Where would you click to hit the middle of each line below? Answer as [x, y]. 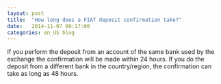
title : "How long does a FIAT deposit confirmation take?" [95, 20]
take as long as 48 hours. [43, 74]
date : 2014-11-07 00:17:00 [49, 26]
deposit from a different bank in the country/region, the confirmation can [109, 66]
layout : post [26, 13]
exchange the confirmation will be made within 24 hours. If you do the [106, 59]
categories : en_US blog [41, 32]
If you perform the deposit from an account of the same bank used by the [111, 52]
